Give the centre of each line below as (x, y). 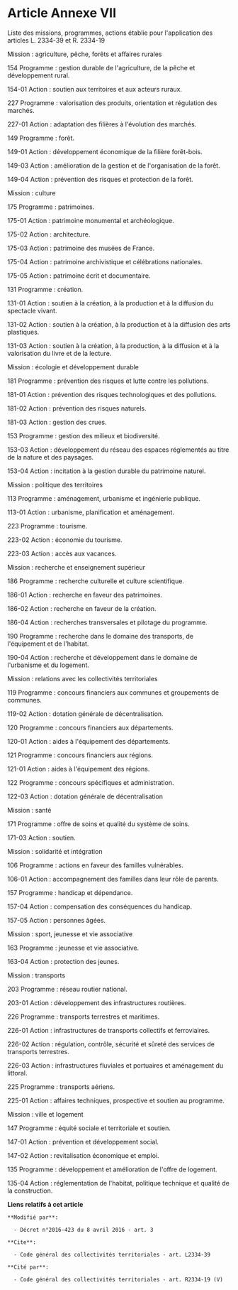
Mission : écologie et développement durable (73, 367)
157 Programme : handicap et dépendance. (70, 892)
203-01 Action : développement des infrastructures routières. (97, 1002)
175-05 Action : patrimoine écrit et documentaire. (79, 276)
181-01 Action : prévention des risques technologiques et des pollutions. (112, 394)
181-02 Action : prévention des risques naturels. (77, 408)
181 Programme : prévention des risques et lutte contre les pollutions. (108, 381)
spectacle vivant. (32, 310)
